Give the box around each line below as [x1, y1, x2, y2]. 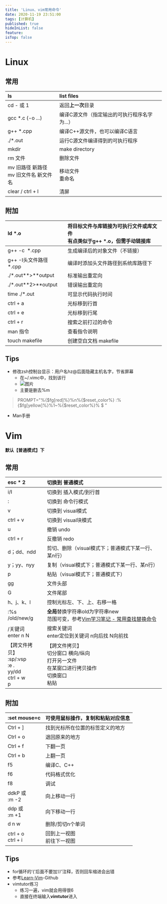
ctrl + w [7, 674, 26, 681]
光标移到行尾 [67, 309, 98, 316]
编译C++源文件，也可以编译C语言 [59, 128, 138, 135]
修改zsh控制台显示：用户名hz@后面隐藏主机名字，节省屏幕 [12, 368, 134, 374]
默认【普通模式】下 [5, 447, 45, 453]
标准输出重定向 [67, 272, 103, 279]
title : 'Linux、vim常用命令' [5, 7, 62, 12]
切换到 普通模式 [47, 479, 83, 486]
